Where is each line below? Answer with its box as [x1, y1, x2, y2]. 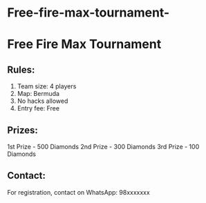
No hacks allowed [17, 97, 68, 105]
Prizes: [7, 124, 38, 136]
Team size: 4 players [17, 82, 77, 90]
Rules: [7, 64, 35, 75]
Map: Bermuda [17, 90, 60, 98]
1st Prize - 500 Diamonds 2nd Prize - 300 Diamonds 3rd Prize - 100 [7, 143, 200, 151]
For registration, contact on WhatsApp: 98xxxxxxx [7, 188, 150, 196]
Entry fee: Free [17, 104, 60, 113]
